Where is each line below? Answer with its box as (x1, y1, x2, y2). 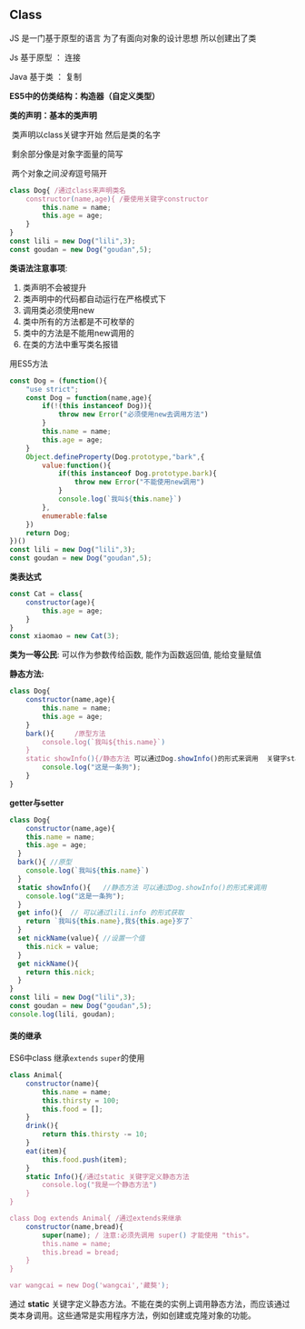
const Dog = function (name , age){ (25, 393, 152, 403)
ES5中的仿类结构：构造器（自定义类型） (9, 90, 161, 101)
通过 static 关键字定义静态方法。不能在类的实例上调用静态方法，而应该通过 (9, 1299, 290, 1310)
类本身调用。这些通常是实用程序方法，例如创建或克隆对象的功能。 (9, 1310, 256, 1321)
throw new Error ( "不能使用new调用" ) (74, 477, 205, 487)
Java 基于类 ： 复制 (9, 71, 83, 82)
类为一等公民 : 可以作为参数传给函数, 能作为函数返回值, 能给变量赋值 (9, 649, 261, 660)
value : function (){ (42, 461, 112, 470)
